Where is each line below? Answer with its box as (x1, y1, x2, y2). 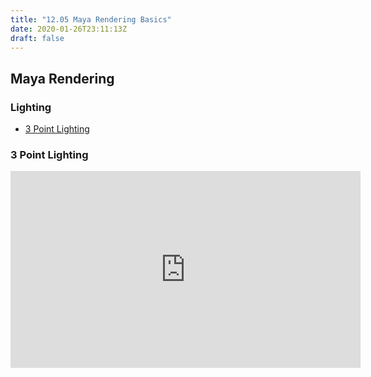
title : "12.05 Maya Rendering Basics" (10, 14, 172, 25)
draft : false (10, 33, 65, 43)
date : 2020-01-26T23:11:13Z (10, 24, 128, 34)
